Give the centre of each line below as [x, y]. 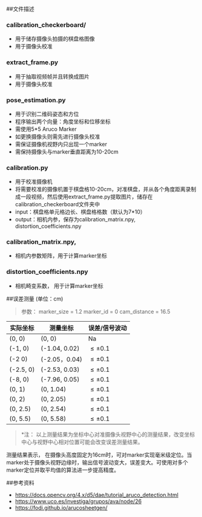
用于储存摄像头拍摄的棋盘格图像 [55, 39]
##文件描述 [20, 9]
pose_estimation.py [36, 100]
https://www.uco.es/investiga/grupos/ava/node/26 [78, 501]
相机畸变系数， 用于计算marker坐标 [59, 285]
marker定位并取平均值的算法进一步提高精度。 [63, 470]
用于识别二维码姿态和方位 [47, 114]
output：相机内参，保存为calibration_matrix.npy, [75, 219]
